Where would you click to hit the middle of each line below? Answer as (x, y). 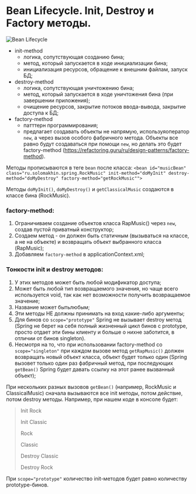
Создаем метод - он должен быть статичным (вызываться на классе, (102, 236)
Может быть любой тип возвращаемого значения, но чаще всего (96, 288)
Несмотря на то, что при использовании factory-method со (88, 344)
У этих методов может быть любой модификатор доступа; (88, 282)
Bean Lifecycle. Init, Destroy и (80, 11)
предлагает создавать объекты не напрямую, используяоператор (106, 131)
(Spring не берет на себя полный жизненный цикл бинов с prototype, (101, 326)
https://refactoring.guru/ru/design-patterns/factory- (127, 150)
